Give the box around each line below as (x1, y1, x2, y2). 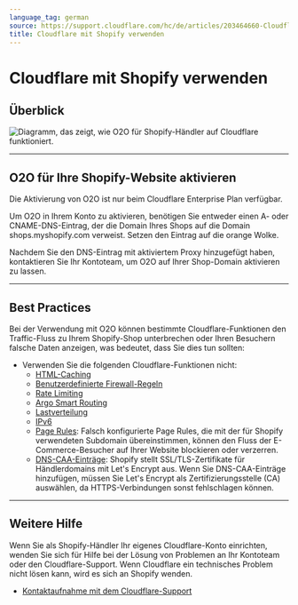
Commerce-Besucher (35, 445, 115, 455)
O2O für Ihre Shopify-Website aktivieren (9, 170, 237, 185)
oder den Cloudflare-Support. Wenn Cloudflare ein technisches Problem (9, 559, 273, 569)
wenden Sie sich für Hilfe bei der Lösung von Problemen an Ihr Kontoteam (9, 549, 280, 560)
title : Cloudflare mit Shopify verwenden (9, 29, 165, 38)
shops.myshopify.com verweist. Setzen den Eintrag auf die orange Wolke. (9, 230, 279, 241)
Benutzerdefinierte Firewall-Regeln (35, 378, 163, 389)
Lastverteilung (35, 407, 89, 418)
